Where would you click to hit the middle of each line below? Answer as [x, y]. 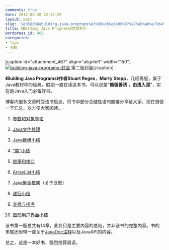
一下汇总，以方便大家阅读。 [34, 108]
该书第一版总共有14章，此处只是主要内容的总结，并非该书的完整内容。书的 [82, 225]
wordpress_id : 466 [24, 33]
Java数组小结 [26, 140]
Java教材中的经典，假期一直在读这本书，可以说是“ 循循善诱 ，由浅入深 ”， [81, 85]
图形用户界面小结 [30, 215]
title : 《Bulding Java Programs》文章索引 [46, 29]
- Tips [12, 43]
